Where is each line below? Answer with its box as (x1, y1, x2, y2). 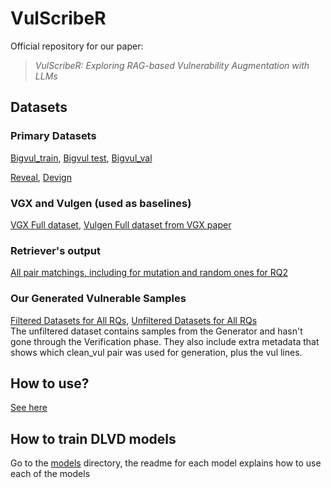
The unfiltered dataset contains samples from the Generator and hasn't (10, 325, 303, 337)
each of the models (10, 468, 91, 480)
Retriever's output (10, 243, 101, 257)
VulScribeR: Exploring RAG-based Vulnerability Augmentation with (34, 59, 310, 71)
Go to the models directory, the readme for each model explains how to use (10, 457, 322, 469)
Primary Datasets (10, 129, 97, 143)
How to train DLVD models (10, 430, 177, 447)
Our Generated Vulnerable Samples (10, 292, 187, 306)
